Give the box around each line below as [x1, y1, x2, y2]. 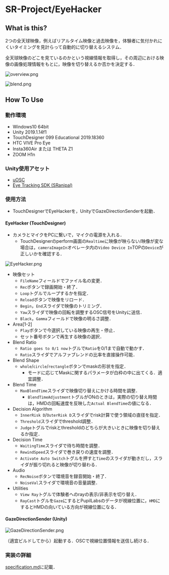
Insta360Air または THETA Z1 [12, 146, 73, 152]
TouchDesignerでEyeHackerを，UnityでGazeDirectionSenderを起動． [12, 208, 158, 214]
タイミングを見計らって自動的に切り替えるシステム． [14, 44, 125, 50]
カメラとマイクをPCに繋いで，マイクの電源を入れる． [12, 232, 125, 238]
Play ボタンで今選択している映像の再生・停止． [20, 327, 118, 333]
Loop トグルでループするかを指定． [20, 290, 91, 296]
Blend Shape [12, 358, 39, 364]
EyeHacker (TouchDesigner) [5, 220, 66, 226]
